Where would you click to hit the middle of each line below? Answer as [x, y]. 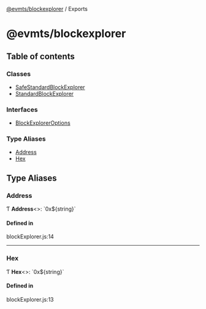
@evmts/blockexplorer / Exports [47, 9]
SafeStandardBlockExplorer [50, 87]
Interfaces [22, 109]
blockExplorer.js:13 [30, 299]
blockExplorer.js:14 [30, 237]
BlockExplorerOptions [43, 123]
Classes [19, 74]
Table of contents [40, 56]
